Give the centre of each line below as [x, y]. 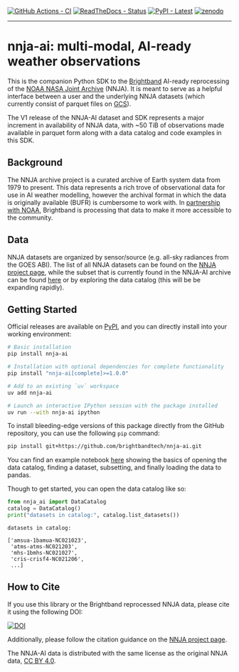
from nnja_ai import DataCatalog [57, 502]
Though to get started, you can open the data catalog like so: [97, 489]
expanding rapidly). [36, 287]
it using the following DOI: [45, 612]
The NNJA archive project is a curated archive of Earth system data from [114, 180]
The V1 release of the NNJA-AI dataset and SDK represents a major [106, 117]
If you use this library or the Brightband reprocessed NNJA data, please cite [118, 604]
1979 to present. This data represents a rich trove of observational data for [116, 187]
